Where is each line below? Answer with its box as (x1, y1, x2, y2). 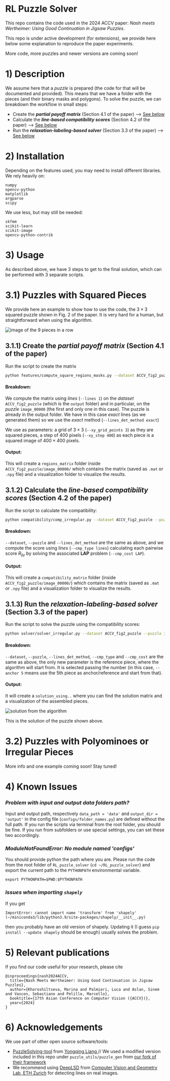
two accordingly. (5, 832, 40, 838)
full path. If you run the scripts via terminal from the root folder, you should (5, 822, 161, 828)
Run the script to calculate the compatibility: (5, 507, 97, 514)
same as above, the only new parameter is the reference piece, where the (5, 659, 159, 665)
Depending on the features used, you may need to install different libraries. (5, 167, 161, 173)
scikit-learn (5, 223, 33, 229)
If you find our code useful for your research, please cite (5, 964, 123, 970)
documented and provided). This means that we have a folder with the (5, 90, 152, 97)
